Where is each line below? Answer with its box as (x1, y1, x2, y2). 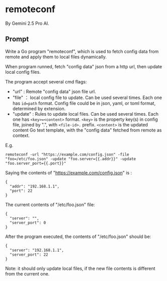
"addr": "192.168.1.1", (10, 183, 59, 189)
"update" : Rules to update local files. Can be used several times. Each (12, 111, 158, 117)
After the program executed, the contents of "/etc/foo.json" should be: (5, 233, 151, 240)
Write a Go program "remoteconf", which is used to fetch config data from (5, 48, 159, 54)
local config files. (5, 69, 41, 75)
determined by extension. (12, 105, 66, 112)
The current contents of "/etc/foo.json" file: (5, 201, 95, 208)
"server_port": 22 (10, 252, 49, 257)
